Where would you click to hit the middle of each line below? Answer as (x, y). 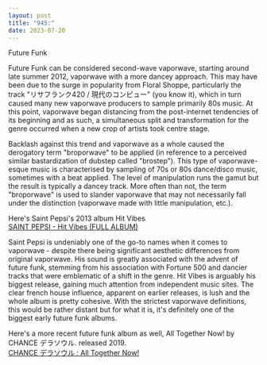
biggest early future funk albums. (63, 318)
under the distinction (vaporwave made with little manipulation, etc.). (120, 203)
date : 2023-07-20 (37, 30)
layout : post (30, 15)
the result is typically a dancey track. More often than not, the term (118, 186)
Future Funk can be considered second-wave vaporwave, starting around (129, 68)
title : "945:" (32, 23)
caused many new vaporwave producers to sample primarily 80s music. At (131, 103)
